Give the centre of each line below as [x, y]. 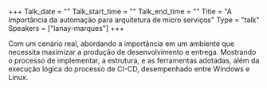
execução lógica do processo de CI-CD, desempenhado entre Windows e [129, 69]
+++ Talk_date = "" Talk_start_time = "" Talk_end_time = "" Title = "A [120, 11]
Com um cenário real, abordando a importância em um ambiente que [122, 44]
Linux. [18, 77]
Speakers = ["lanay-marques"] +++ [67, 28]
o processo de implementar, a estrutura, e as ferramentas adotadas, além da [134, 60]
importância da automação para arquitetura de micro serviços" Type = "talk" [134, 20]
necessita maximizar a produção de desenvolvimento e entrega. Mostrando [132, 52]
